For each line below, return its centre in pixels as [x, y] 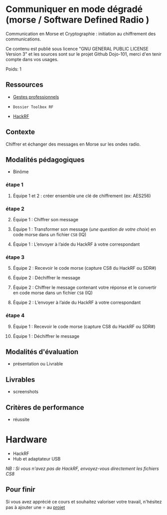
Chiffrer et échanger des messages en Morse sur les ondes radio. [73, 144]
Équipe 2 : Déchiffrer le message [47, 278]
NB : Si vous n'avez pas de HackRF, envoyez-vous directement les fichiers [82, 468]
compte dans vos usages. [32, 59]
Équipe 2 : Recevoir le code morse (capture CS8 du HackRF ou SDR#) [84, 268]
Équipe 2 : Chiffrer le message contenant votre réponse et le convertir [84, 288]
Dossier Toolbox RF [33, 107]
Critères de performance [45, 407]
